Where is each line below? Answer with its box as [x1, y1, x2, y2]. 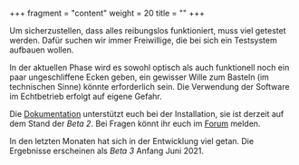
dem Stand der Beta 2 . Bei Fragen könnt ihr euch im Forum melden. [9, 118, 261, 129]
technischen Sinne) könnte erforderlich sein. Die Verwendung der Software [9, 82, 290, 92]
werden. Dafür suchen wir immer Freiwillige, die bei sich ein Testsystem [9, 35, 278, 45]
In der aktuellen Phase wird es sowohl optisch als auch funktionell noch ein [9, 63, 290, 73]
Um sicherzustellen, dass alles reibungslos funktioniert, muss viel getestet [9, 25, 286, 35]
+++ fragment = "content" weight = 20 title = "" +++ [9, 8, 206, 18]
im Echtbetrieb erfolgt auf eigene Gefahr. [9, 91, 163, 102]
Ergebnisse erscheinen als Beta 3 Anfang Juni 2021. [9, 145, 205, 156]
